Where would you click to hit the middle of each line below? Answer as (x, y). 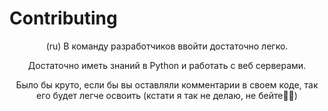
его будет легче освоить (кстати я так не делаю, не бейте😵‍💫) (167, 95)
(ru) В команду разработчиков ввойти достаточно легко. (167, 46)
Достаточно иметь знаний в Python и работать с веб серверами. (167, 65)
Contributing (63, 18)
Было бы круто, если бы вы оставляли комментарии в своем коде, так (167, 84)
